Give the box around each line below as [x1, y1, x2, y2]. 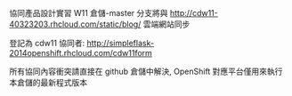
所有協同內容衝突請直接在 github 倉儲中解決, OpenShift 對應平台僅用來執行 [9, 66, 283, 76]
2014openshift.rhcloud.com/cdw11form [9, 48, 153, 58]
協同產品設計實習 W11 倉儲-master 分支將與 [9, 8, 168, 18]
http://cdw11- [169, 8, 218, 18]
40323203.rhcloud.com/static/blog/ [9, 19, 142, 29]
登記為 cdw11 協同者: [9, 38, 85, 48]
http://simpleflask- [86, 38, 154, 48]
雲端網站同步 [142, 19, 191, 29]
